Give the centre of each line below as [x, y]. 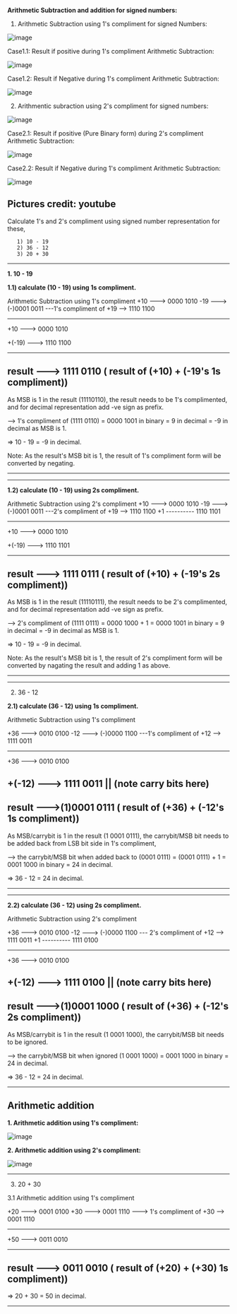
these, [17, 228]
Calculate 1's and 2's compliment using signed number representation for [114, 221]
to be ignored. [28, 1042]
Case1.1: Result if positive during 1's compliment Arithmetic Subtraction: [111, 51]
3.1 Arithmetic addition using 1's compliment [71, 1197]
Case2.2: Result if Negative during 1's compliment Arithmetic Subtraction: [114, 168]
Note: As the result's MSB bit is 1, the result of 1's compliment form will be [114, 456]
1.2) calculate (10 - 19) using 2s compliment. [73, 490]
